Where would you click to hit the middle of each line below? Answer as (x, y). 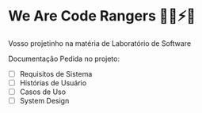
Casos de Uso (42, 92)
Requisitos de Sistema (56, 73)
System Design (44, 101)
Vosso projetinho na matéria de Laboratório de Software (100, 43)
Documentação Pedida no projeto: (64, 58)
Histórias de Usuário (53, 83)
